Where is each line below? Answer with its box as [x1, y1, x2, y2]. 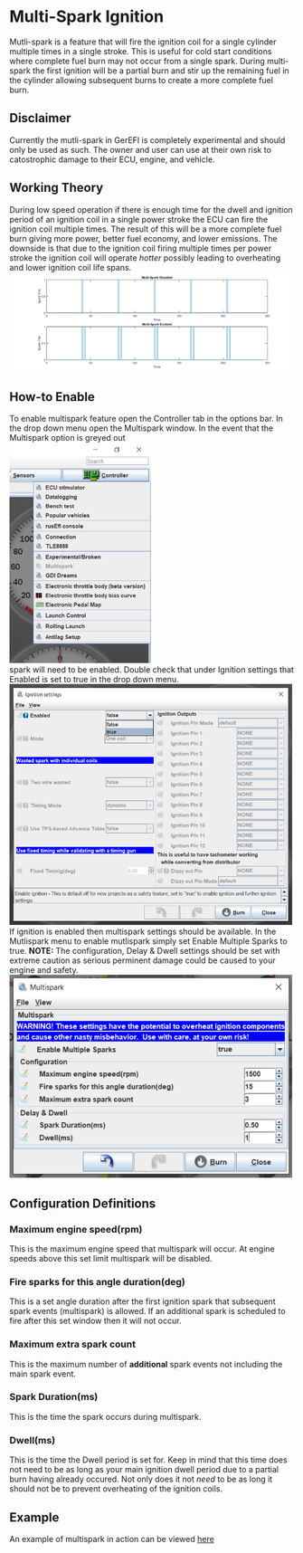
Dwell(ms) [9, 1434, 56, 1446]
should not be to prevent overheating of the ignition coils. [9, 1483, 223, 1494]
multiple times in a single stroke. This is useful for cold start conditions [9, 45, 272, 56]
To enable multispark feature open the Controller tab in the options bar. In [9, 414, 283, 424]
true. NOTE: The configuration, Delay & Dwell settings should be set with [9, 946, 280, 957]
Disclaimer [9, 110, 71, 126]
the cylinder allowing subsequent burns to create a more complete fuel [9, 74, 274, 85]
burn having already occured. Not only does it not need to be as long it [9, 1473, 273, 1485]
